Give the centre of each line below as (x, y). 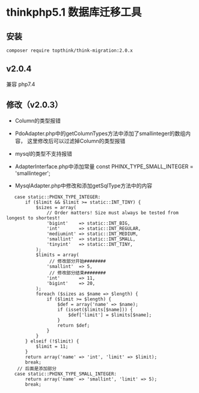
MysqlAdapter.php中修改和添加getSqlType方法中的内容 (83, 185)
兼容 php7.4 (21, 84)
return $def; (74, 325)
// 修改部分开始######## (78, 261)
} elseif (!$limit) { (52, 341)
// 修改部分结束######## (78, 273)
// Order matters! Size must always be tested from (113, 213)
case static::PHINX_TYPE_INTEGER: (57, 197)
